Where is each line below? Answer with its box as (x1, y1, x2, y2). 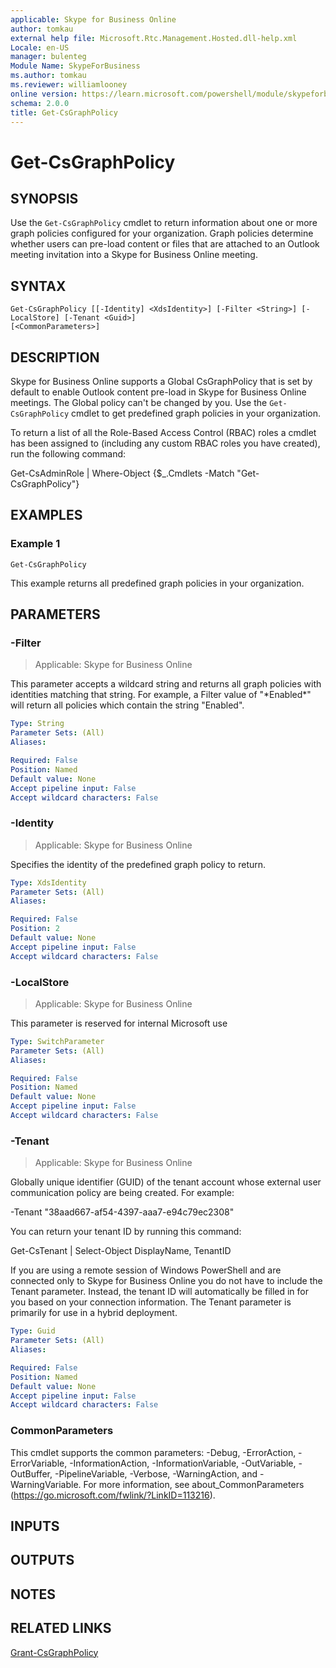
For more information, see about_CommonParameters (83, 1478, 305, 1490)
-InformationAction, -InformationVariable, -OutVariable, (69, 1457, 297, 1469)
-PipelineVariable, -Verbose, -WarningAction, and (54, 1467, 258, 1480)
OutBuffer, (10, 1467, 53, 1480)
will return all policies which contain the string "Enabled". (10, 699, 245, 711)
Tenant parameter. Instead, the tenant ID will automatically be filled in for (10, 1286, 310, 1298)
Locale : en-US (10, 42, 70, 53)
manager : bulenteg (10, 52, 87, 62)
